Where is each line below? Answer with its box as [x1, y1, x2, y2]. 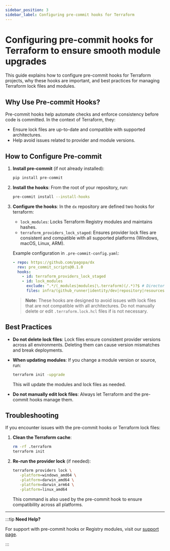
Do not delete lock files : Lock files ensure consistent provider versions [12, 336, 161, 342]
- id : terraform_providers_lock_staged [22, 274, 106, 279]
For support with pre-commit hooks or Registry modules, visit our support [5, 526, 159, 532]
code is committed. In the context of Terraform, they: [5, 117, 115, 123]
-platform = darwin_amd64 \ [19, 477, 74, 483]
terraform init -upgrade [12, 372, 65, 377]
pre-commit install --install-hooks [12, 194, 90, 199]
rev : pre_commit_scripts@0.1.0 [17, 264, 83, 269]
